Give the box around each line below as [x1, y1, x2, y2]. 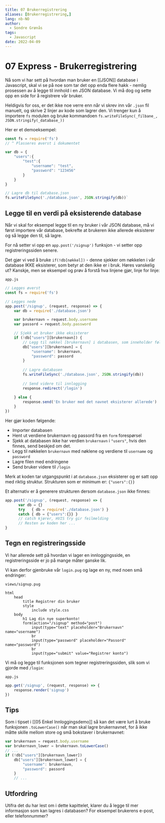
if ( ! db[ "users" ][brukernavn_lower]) [5, 752, 82, 758]
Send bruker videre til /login [12, 464, 70, 470]
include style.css [31, 608, 69, 613]
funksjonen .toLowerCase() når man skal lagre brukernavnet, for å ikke [5, 724, 148, 730]
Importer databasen [12, 427, 53, 433]
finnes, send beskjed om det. [12, 443, 71, 449]
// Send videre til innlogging [23, 381, 87, 386]
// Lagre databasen [23, 367, 63, 373]
